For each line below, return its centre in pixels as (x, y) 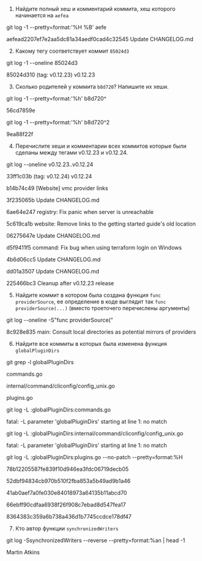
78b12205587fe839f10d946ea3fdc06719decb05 (68, 469)
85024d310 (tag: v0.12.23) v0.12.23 (51, 75)
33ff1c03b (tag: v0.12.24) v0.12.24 (49, 176)
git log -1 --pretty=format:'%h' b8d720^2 (58, 122)
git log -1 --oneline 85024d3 (42, 63)
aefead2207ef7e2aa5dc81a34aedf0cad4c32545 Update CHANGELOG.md (100, 39)
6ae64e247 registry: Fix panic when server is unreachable (80, 212)
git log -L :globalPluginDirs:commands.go (59, 410)
